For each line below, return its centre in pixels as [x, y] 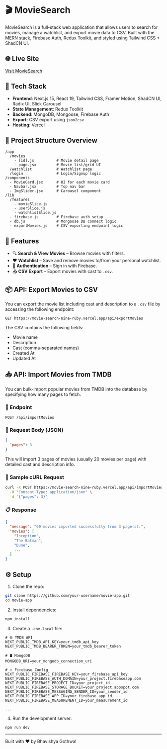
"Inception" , [28, 536]
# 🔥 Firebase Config [27, 670]
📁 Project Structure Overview [51, 140]
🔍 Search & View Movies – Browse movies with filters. [69, 253]
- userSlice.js [30, 208]
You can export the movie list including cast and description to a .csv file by [83, 304]
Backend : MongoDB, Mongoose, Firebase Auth [61, 114]
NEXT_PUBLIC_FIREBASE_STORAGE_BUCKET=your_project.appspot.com [72, 687]
